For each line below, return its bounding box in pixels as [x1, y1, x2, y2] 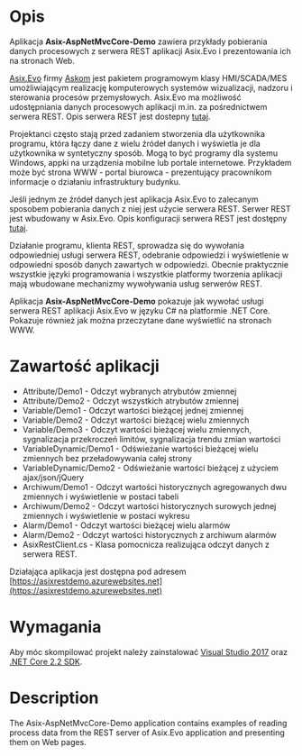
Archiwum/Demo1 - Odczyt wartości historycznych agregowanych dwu [22, 481, 287, 492]
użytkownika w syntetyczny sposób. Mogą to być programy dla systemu [9, 147, 279, 159]
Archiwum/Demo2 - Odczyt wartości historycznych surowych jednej [22, 500, 277, 511]
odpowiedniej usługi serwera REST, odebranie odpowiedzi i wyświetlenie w [9, 250, 289, 260]
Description [9, 688, 99, 708]
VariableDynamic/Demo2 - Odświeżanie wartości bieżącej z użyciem [22, 462, 279, 473]
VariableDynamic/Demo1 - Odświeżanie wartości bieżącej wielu [22, 443, 259, 454]
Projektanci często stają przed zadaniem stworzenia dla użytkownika [9, 128, 266, 139]
